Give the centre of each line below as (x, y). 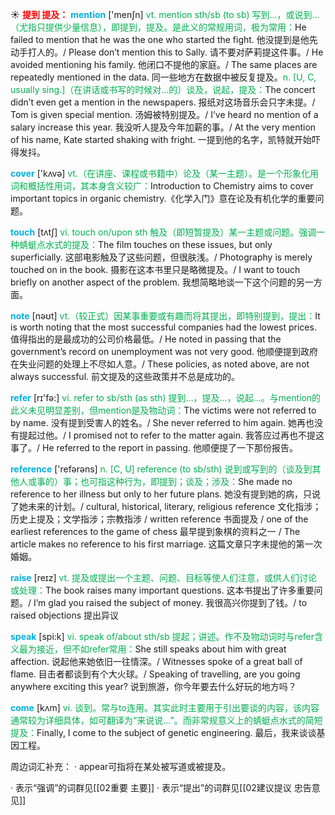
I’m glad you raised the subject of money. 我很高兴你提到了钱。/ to (170, 602)
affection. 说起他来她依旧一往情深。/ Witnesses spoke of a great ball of (156, 661)
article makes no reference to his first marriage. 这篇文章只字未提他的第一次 (166, 544)
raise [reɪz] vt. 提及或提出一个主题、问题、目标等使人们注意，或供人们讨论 (164, 577)
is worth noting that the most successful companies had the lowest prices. (163, 327)
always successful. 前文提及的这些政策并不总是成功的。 (125, 376)
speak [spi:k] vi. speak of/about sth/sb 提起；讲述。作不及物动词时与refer (162, 636)
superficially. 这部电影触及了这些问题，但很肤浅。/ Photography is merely (161, 257)
